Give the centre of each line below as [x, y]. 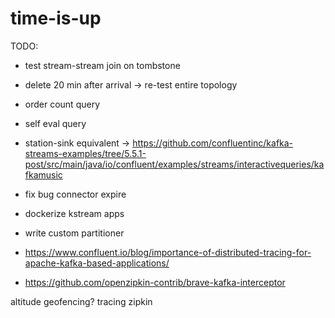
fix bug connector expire [75, 194]
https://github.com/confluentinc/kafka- [213, 143]
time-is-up [56, 18]
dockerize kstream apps [74, 213]
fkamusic [43, 174]
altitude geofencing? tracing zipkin [81, 301]
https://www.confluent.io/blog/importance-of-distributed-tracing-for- [168, 252]
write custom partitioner [74, 233]
